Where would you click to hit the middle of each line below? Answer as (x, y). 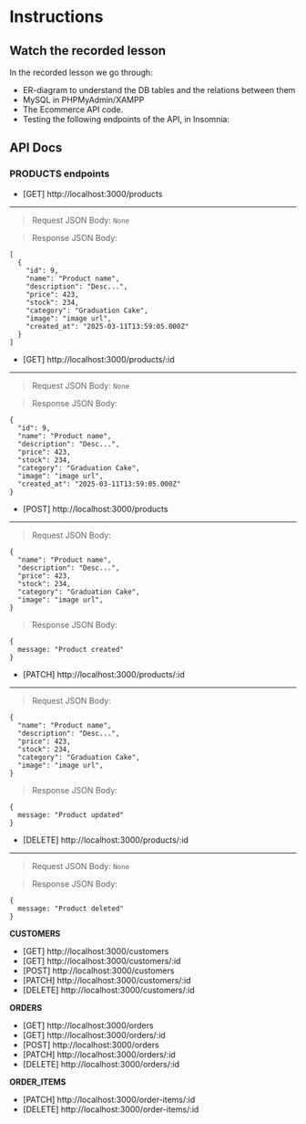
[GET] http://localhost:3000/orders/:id (94, 1035)
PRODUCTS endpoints (60, 173)
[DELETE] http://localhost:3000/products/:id (106, 840)
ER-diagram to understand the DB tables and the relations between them (159, 90)
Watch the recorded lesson (88, 51)
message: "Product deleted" (71, 909)
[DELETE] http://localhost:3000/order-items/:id (111, 1109)
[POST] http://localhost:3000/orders (91, 1045)
